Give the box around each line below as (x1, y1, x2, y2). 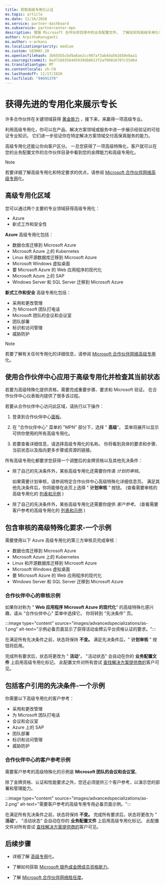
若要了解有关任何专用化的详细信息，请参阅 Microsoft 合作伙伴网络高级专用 (5, 351, 156, 356)
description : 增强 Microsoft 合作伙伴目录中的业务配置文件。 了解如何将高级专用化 (5, 30, 159, 35)
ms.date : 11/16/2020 (5, 16, 48, 21)
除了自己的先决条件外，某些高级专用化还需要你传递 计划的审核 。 (12, 468, 143, 474)
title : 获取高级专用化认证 (5, 7, 54, 12)
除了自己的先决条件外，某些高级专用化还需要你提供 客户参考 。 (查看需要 (12, 501, 159, 507)
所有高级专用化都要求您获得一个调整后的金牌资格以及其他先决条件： (5, 458, 143, 463)
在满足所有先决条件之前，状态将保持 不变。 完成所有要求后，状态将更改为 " (5, 812, 157, 817)
